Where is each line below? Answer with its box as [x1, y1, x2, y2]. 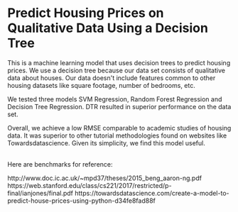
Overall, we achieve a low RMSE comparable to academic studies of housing [7, 123, 232, 132]
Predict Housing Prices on [7, 5, 165, 21]
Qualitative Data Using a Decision [7, 20, 208, 36]
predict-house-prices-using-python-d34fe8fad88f [7, 196, 156, 205]
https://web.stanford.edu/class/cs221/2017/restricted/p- [7, 181, 172, 189]
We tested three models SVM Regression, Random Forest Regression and [7, 94, 222, 104]
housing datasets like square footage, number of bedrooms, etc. [7, 81, 195, 89]
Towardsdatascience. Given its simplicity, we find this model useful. [7, 138, 206, 147]
